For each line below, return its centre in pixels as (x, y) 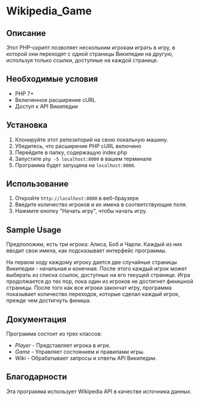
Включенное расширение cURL (55, 100)
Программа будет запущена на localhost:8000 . (75, 165)
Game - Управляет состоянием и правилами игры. (80, 352)
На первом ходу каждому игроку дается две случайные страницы (92, 263)
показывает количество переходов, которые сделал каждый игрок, (93, 294)
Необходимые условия (52, 79)
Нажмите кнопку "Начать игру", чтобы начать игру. (81, 211)
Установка (27, 125)
